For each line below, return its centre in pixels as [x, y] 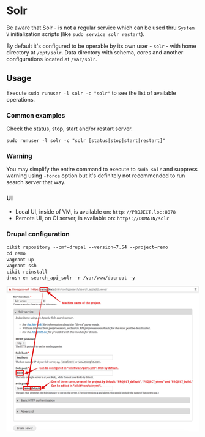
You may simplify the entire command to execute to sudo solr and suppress [102, 170]
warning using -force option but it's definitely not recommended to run [96, 176]
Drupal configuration [38, 234]
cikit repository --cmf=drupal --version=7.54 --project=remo [87, 247]
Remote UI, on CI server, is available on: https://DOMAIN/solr [92, 218]
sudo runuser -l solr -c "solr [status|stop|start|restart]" [86, 141]
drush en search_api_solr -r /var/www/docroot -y [71, 278]
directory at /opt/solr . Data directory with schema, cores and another [95, 52]
